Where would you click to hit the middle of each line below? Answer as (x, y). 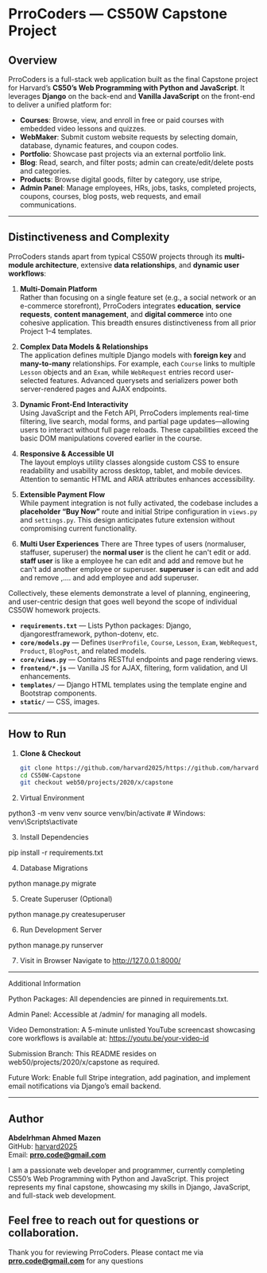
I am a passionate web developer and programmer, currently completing (126, 1170)
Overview (33, 60)
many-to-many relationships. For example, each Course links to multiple (137, 363)
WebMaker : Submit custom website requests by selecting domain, (129, 137)
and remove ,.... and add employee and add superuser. (109, 578)
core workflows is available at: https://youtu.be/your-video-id (108, 1038)
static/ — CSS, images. (60, 701)
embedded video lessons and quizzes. (83, 129)
